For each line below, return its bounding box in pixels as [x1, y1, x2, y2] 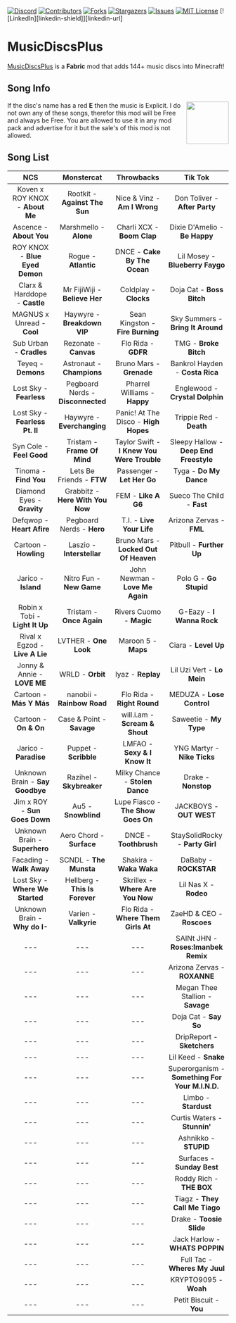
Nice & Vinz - [115, 193, 160, 203]
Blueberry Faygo [168, 260, 225, 270]
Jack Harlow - [172, 1234, 221, 1244]
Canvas [69, 347, 96, 357]
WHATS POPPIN [169, 1243, 225, 1253]
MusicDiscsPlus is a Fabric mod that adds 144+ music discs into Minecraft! [7, 62, 225, 70]
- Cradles [13, 347, 48, 357]
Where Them [115, 913, 160, 922]
